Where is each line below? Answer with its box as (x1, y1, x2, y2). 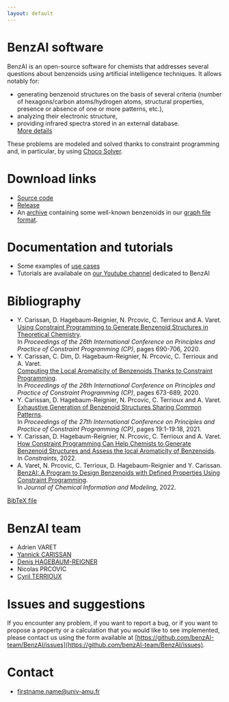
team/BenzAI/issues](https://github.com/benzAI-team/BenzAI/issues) (7, 641, 204, 649)
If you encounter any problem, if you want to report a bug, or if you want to (7, 619, 218, 627)
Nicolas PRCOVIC (16, 565, 67, 573)
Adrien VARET (16, 543, 57, 551)
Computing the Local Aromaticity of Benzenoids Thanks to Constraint (16, 367, 213, 375)
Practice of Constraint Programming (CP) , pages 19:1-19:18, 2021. (16, 425, 202, 434)
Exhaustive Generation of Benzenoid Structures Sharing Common (16, 403, 202, 412)
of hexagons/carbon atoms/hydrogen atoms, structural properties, (16, 97, 204, 105)
